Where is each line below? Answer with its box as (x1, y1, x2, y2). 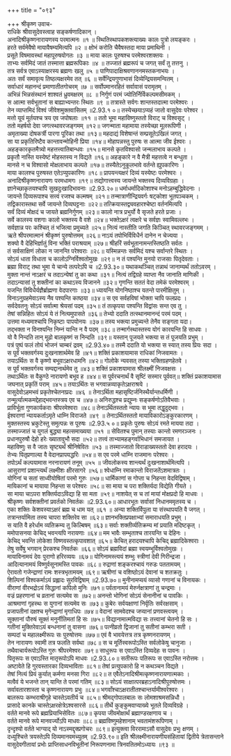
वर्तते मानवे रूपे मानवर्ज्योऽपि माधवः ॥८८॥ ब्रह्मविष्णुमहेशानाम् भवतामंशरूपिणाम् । (7, 717, 179, 725)
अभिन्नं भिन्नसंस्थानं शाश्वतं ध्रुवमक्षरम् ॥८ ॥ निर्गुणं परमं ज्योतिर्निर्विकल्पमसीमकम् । (7, 90, 181, 98)
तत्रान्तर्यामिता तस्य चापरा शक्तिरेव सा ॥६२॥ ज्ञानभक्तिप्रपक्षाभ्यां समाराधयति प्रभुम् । (7, 513, 187, 521)
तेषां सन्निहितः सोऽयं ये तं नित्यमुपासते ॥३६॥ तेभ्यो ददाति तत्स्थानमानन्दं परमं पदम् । (7, 310, 188, 317)
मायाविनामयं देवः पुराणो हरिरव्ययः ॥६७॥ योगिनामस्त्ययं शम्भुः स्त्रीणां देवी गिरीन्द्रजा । (7, 553, 186, 560)
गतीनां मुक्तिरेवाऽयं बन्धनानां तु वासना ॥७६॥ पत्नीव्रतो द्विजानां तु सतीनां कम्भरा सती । (7, 623, 191, 631)
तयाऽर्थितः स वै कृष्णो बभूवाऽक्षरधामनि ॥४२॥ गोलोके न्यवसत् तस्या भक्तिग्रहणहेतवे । (7, 356, 188, 365)
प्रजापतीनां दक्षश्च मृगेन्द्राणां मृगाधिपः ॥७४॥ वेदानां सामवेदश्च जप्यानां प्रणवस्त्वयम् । (7, 607, 184, 615)
